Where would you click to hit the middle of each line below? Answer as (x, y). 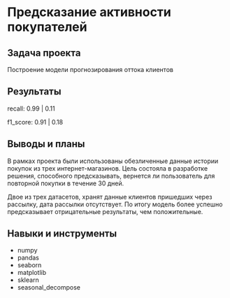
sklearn (28, 280)
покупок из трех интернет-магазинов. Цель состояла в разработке (108, 168)
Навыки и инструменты (62, 234)
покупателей (47, 27)
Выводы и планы (46, 144)
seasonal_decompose (49, 288)
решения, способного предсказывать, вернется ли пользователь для (111, 176)
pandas (28, 258)
